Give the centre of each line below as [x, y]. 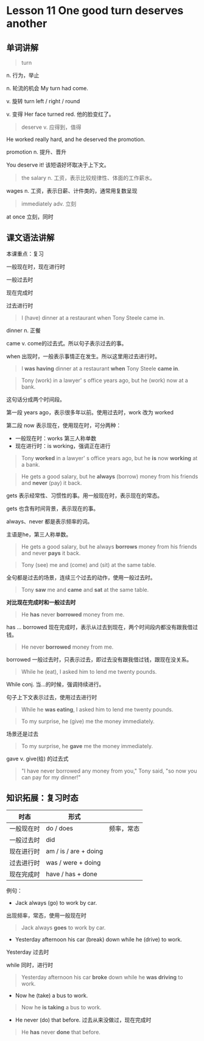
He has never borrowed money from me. [73, 614]
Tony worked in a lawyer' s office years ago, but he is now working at [109, 458]
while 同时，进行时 [30, 965]
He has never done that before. [61, 1032]
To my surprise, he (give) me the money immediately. [88, 721]
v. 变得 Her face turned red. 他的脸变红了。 [60, 114]
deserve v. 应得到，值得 [51, 127]
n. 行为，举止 [23, 75]
